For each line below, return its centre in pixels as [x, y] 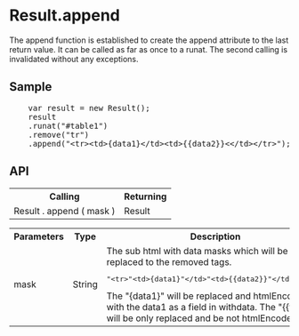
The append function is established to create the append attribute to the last [149, 40]
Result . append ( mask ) [65, 211]
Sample [31, 87]
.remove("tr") [59, 135]
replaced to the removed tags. [169, 261]
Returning [145, 196]
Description [215, 236]
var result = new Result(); [89, 108]
